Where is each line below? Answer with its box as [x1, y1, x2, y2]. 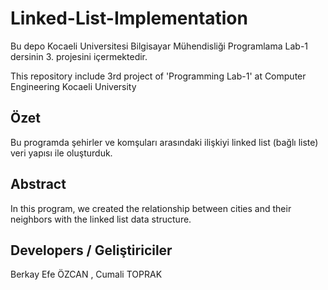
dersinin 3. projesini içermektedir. [10, 50, 148, 62]
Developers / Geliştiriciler [10, 242, 173, 259]
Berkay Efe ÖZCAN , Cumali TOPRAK [10, 268, 163, 281]
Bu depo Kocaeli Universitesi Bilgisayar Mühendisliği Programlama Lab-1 [10, 40, 309, 52]
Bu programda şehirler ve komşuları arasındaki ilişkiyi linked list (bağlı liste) [10, 136, 319, 148]
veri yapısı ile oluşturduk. [10, 147, 113, 159]
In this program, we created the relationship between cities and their [10, 202, 292, 214]
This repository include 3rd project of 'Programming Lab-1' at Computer [10, 70, 307, 82]
